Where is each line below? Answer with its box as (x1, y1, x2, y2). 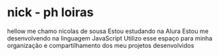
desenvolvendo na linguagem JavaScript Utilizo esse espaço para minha (7, 34, 213, 42)
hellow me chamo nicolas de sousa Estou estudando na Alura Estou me (7, 27, 209, 35)
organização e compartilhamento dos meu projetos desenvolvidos (7, 41, 194, 49)
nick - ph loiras (7, 5, 94, 20)
